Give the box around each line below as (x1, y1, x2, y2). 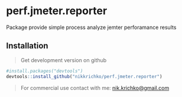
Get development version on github (20, 56, 107, 63)
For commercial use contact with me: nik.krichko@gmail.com (20, 84, 170, 91)
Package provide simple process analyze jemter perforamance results (6, 24, 177, 31)
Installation (6, 41, 48, 51)
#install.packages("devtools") (6, 68, 83, 74)
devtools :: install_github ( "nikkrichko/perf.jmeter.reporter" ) (6, 73, 162, 79)
